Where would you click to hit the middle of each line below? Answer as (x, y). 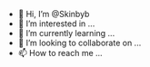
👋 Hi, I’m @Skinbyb (54, 14)
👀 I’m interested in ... (56, 24)
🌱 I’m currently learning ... (66, 33)
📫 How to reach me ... (60, 53)
